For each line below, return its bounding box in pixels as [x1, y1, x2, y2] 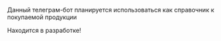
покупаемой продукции [7, 13, 77, 21]
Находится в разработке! [7, 27, 81, 34]
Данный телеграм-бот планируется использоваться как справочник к [7, 6, 215, 14]
